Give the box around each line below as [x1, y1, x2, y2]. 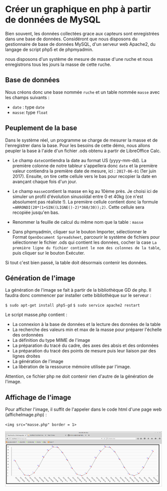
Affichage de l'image [5, 393, 71, 402]
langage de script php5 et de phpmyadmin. [5, 46, 93, 52]
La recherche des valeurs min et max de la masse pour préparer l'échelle [12, 327, 162, 332]
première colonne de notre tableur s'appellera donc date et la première [12, 163, 158, 168]
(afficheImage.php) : [5, 412, 47, 418]
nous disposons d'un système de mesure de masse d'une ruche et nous [5, 56, 153, 62]
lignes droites [12, 353, 41, 359]
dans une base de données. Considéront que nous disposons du [5, 36, 138, 42]
